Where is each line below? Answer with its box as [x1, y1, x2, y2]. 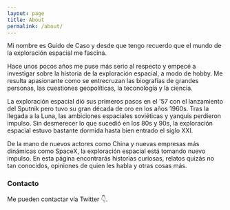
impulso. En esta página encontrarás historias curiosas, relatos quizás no [7, 154, 215, 163]
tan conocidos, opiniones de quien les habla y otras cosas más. [7, 162, 187, 170]
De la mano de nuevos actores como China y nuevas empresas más [7, 140, 200, 148]
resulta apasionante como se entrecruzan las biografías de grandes [7, 77, 199, 85]
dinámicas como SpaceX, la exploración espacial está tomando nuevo [7, 147, 206, 155]
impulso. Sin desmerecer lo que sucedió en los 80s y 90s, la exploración [7, 119, 213, 128]
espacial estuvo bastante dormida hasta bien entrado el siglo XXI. [7, 126, 194, 135]
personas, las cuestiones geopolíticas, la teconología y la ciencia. [7, 84, 193, 93]
